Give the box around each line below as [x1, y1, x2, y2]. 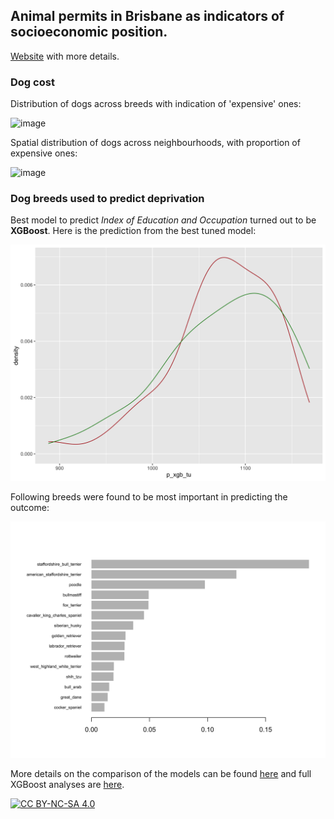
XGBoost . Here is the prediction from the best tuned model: [10, 225, 257, 237]
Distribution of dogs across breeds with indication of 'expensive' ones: [10, 98, 302, 110]
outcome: [10, 502, 50, 514]
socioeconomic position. [10, 24, 168, 41]
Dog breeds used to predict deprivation [10, 192, 205, 206]
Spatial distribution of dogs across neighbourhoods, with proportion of [10, 137, 301, 149]
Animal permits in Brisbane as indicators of [10, 8, 285, 25]
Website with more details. [10, 50, 120, 62]
